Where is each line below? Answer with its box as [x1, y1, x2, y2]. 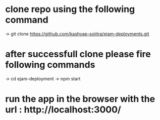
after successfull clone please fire [5, 49, 151, 60]
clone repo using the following [5, 4, 135, 15]
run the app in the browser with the [5, 93, 155, 105]
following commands [5, 59, 95, 71]
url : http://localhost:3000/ [5, 104, 121, 115]
